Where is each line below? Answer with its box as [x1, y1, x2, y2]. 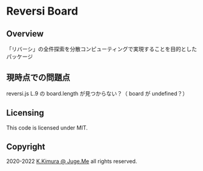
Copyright [6, 142, 45, 152]
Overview [6, 29, 44, 39]
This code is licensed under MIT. [6, 124, 88, 131]
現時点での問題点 [6, 72, 70, 83]
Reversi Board [6, 4, 79, 18]
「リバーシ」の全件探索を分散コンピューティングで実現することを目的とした [6, 46, 197, 52]
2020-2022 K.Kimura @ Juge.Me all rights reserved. [6, 158, 138, 165]
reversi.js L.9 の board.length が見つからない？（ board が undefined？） [6, 89, 188, 97]
